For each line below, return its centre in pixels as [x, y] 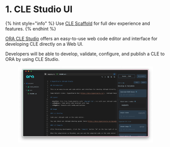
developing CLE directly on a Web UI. [44, 44]
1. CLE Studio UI [39, 9]
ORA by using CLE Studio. [32, 59]
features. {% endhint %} [31, 28]
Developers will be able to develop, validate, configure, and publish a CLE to [85, 54]
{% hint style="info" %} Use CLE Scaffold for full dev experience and [78, 23]
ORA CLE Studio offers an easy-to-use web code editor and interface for [81, 39]
